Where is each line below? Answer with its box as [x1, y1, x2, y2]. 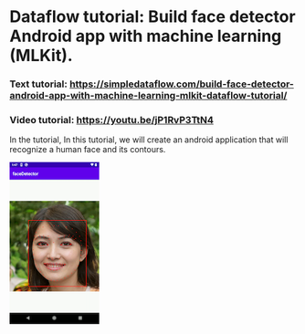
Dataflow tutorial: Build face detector [9, 6, 296, 27]
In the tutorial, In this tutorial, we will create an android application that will [9, 134, 289, 145]
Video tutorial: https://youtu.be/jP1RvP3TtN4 [9, 114, 215, 127]
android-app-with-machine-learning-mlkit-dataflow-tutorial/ [9, 89, 288, 102]
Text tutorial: [9, 78, 68, 90]
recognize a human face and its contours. [9, 144, 166, 155]
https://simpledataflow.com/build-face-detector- [69, 78, 294, 90]
